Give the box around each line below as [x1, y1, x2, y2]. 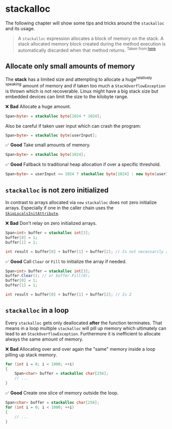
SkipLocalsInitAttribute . [5, 210, 60, 216]
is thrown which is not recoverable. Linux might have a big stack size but [5, 88, 159, 94]
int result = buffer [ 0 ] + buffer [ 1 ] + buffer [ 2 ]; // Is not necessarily [5, 249, 164, 254]
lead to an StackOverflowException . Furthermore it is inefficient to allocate [5, 330, 161, 336]
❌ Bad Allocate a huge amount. [5, 103, 71, 109]
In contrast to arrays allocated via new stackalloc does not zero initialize [5, 199, 157, 206]
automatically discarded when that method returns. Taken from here [17, 46, 156, 53]
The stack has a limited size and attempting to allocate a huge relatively [5, 75, 153, 82]
